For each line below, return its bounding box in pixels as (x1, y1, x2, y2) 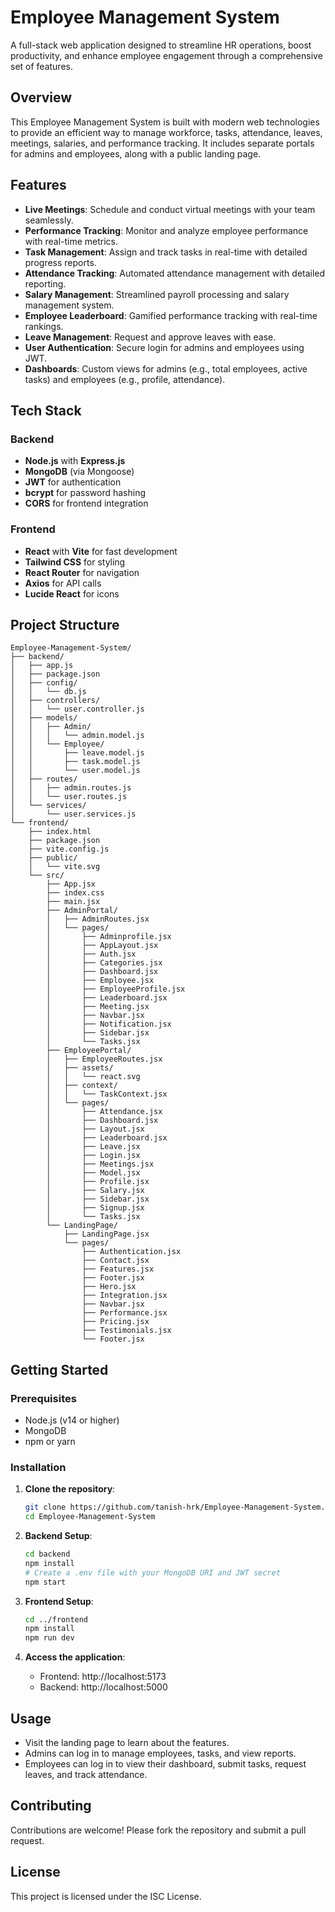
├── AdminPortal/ (46, 906, 118, 916)
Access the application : (24, 1651, 126, 1663)
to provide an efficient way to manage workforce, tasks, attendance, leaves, (10, 126, 323, 138)
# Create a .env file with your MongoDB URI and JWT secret (24, 1567, 281, 1578)
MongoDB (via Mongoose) (24, 466, 135, 478)
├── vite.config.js (28, 844, 110, 855)
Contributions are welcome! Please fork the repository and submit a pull (10, 1824, 307, 1836)
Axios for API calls (24, 577, 102, 589)
